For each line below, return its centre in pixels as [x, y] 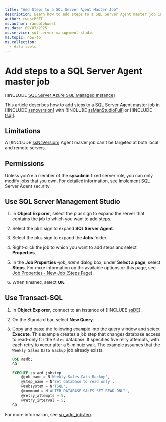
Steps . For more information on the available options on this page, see [84, 267]
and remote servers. [26, 148]
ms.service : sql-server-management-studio [49, 33]
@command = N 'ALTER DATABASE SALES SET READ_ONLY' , [76, 391]
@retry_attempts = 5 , [43, 396]
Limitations [23, 131]
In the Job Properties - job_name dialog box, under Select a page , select [86, 262]
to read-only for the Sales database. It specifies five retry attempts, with [85, 339]
